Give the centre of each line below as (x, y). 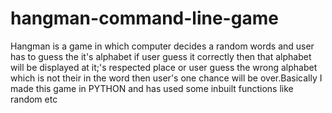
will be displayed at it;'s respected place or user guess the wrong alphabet (164, 67)
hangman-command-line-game (144, 18)
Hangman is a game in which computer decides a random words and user (162, 46)
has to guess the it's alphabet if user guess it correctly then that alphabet (161, 56)
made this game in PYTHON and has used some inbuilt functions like (152, 88)
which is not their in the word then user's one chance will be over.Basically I (166, 78)
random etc (34, 99)
